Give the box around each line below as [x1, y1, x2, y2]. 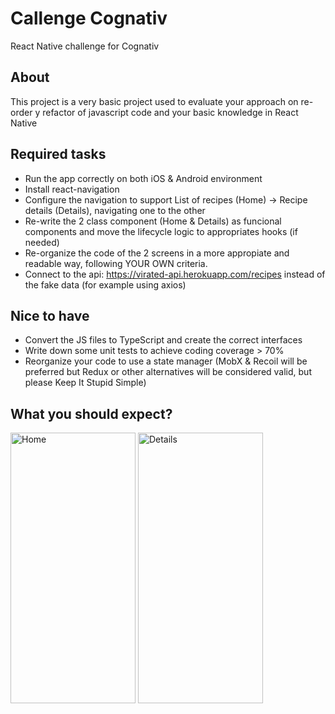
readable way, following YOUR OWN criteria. [24, 257, 208, 269]
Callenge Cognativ [10, 7, 168, 30]
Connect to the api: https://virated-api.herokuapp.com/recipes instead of [24, 268, 326, 280]
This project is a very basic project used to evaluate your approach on [10, 95, 299, 107]
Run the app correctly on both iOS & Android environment [24, 172, 263, 184]
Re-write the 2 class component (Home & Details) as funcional [24, 215, 282, 227]
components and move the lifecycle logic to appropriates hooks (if [24, 225, 298, 237]
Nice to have [10, 307, 90, 324]
